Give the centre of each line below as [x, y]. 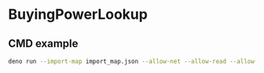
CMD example [43, 44]
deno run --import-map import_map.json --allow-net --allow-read [117, 61]
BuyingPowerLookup [78, 15]
